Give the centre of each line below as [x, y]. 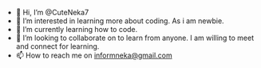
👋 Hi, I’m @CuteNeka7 [52, 12]
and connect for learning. [57, 46]
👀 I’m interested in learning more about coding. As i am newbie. [120, 21]
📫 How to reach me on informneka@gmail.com [94, 55]
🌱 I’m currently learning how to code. [77, 29]
